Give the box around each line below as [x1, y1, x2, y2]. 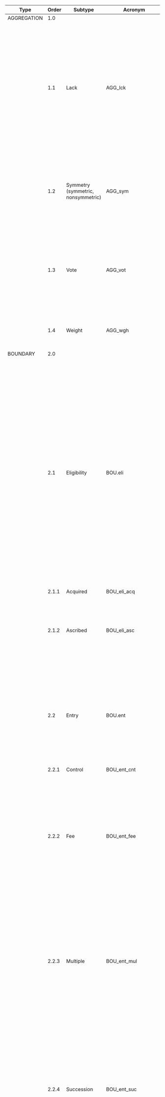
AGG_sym [106, 188, 129, 194]
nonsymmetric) [66, 194, 102, 201]
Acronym [123, 6, 145, 13]
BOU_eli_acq [106, 588, 135, 595]
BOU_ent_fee [106, 833, 136, 839]
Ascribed [66, 627, 87, 634]
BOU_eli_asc [106, 627, 135, 634]
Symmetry [66, 182, 90, 188]
